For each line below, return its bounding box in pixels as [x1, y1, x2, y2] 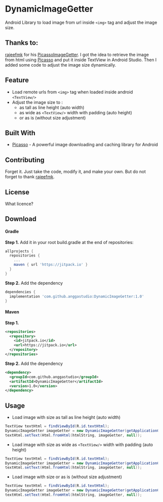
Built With [5, 129, 35, 137]
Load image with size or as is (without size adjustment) [12, 474, 122, 480]
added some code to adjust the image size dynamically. [5, 62, 116, 68]
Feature [5, 76, 29, 85]
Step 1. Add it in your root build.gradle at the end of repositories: [5, 239, 134, 245]
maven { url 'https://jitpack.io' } [14, 262, 88, 267]
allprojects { [5, 249, 34, 254]
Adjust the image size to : [12, 99, 63, 105]
